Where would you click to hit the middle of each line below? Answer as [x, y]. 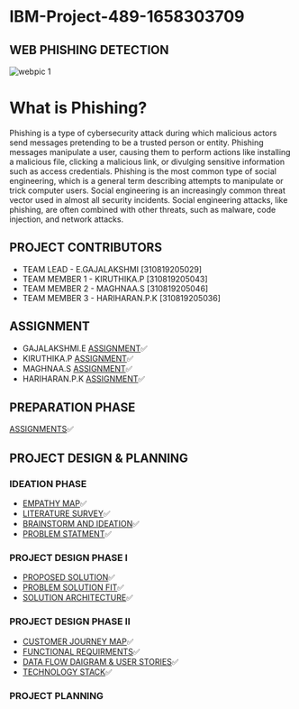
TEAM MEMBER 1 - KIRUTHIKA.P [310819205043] [115, 279]
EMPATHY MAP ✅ [54, 503]
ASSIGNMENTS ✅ [41, 429]
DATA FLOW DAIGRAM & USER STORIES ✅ [100, 661]
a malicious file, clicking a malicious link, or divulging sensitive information [147, 161]
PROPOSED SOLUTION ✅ [68, 577]
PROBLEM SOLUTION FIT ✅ [73, 587]
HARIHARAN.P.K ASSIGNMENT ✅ [84, 378]
